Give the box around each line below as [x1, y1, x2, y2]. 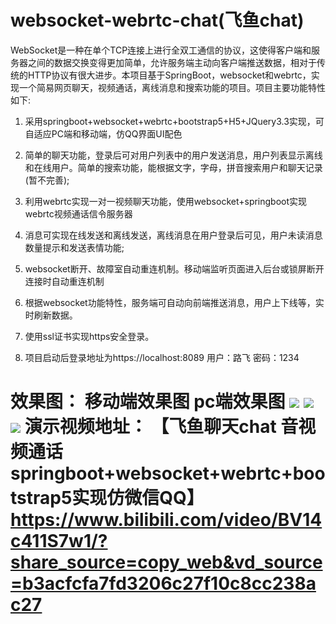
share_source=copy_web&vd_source [10, 551, 323, 574]
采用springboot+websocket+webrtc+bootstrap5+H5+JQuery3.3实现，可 [24, 115, 325, 127]
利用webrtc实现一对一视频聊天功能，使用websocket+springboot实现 [24, 195, 308, 207]
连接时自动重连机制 [24, 275, 105, 287]
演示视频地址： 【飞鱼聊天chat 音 [24, 416, 299, 438]
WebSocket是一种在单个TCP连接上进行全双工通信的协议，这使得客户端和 [10, 44, 312, 56]
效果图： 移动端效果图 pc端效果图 [10, 391, 286, 413]
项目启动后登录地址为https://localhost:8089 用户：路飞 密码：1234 [24, 351, 300, 363]
